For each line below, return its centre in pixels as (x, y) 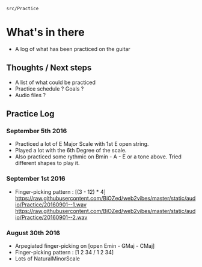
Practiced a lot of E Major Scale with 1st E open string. (82, 144)
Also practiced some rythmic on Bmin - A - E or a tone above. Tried (98, 157)
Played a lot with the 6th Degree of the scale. (71, 151)
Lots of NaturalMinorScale (47, 259)
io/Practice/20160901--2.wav (51, 217)
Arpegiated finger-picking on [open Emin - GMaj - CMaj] (85, 246)
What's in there (46, 32)
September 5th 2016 (37, 131)
